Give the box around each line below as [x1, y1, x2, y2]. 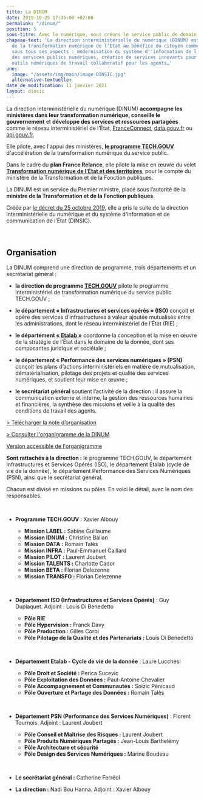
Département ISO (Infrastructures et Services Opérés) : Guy [15, 596, 169, 603]
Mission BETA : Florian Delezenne [24, 566, 110, 574]
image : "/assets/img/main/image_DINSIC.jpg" [12, 71, 126, 77]
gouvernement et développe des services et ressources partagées [6, 118, 178, 125]
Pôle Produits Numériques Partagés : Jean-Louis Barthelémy [24, 737, 179, 744]
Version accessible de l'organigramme [6, 442, 103, 450]
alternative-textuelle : [12, 77, 72, 83]
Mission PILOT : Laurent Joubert [24, 553, 106, 561]
